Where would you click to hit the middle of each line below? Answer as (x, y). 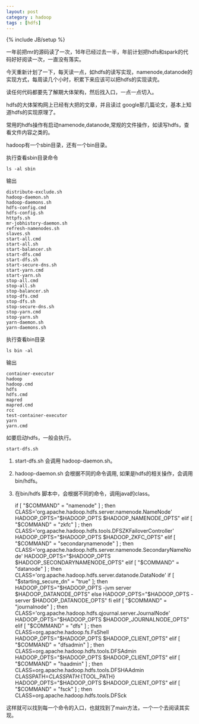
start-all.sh (22, 244)
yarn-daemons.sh (26, 328)
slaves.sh (18, 234)
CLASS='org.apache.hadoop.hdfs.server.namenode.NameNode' (93, 512)
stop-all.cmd (22, 281)
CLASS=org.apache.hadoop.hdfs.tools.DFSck (71, 695)
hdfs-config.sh (25, 213)
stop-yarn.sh (22, 317)
